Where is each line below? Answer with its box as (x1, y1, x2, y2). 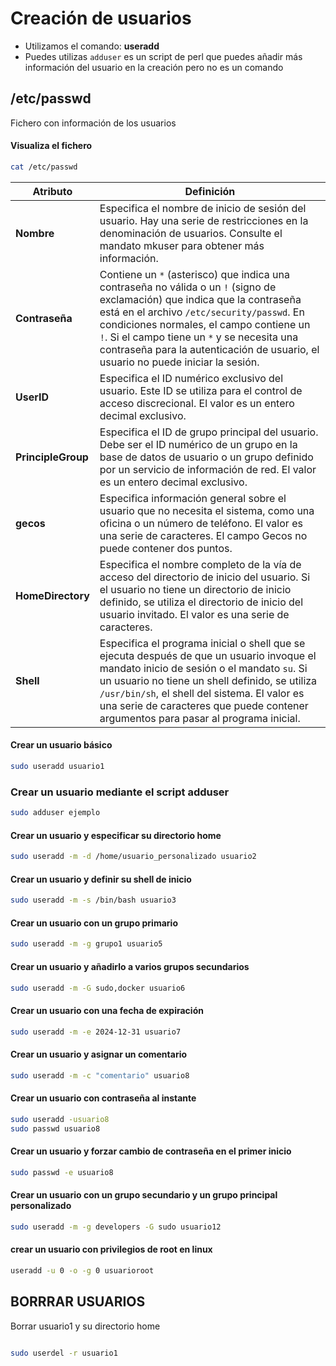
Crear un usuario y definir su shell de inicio (10, 873, 192, 885)
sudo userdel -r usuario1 (10, 1348, 118, 1358)
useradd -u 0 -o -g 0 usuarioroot (10, 1265, 155, 1276)
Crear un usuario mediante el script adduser (10, 785, 230, 799)
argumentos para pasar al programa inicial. (99, 711, 301, 725)
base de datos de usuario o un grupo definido (99, 450, 314, 464)
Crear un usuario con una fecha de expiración (10, 1004, 204, 1016)
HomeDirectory (15, 588, 90, 602)
